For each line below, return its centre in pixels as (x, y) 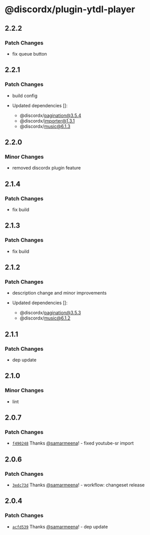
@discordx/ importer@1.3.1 (47, 120)
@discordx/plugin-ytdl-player (70, 9)
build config (25, 95)
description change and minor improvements (59, 293)
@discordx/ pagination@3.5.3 (50, 313)
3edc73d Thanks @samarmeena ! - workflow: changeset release (78, 485)
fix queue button (29, 54)
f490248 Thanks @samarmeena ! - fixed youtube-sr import (73, 443)
